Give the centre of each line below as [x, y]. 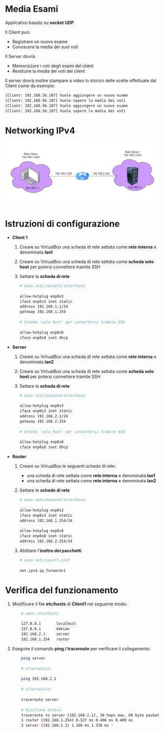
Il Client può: [18, 32]
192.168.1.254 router [45, 639]
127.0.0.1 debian [45, 629]
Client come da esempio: [30, 86]
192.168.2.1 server [45, 634]
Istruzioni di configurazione [62, 224]
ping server [33, 658]
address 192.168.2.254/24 [46, 541]
